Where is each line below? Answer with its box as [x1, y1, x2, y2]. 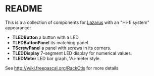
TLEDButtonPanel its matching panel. [12, 39, 90, 45]
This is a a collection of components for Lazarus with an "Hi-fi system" [5, 19, 150, 25]
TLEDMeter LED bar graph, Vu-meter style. [12, 55, 101, 61]
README [5, 3, 43, 14]
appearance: [5, 24, 31, 30]
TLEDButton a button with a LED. [12, 34, 80, 40]
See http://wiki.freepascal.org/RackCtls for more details [5, 65, 119, 71]
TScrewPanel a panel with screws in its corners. [12, 45, 111, 51]
